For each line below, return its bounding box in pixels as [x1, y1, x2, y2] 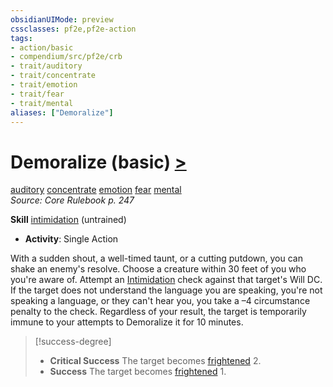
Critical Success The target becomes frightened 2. [49, 355, 262, 367]
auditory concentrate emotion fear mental [10, 184, 182, 196]
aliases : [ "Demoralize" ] [10, 107, 114, 118]
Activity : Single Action [24, 233, 119, 245]
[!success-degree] [34, 336, 112, 348]
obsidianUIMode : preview [10, 14, 114, 25]
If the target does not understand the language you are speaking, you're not [10, 284, 323, 296]
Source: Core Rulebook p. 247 [10, 194, 135, 206]
